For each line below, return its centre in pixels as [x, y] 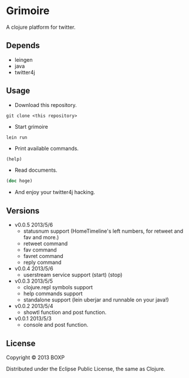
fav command [40, 250]
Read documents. [36, 170]
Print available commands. [47, 148]
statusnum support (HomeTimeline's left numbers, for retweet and [103, 231]
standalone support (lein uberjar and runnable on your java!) [96, 300]
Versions [23, 211]
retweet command [45, 244]
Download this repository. [46, 105]
